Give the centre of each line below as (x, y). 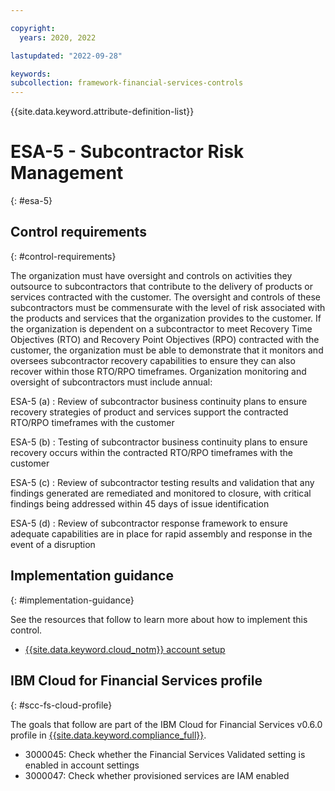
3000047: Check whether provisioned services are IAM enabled (157, 775)
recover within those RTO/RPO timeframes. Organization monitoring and (158, 371)
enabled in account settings (82, 765)
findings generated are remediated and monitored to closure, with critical (161, 493)
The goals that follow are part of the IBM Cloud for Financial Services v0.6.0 (166, 724)
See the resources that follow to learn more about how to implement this (159, 619)
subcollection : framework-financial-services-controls (127, 83)
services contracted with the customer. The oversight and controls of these (166, 297)
